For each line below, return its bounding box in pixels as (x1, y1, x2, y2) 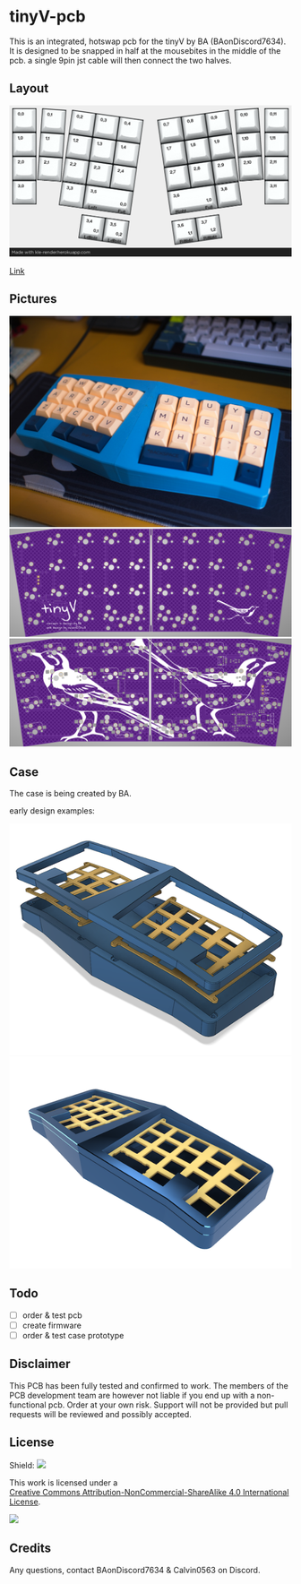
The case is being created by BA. (9, 788, 132, 798)
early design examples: (9, 805, 96, 816)
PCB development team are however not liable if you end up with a (9, 1390, 255, 1400)
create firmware (21, 1320, 82, 1330)
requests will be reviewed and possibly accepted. (9, 1408, 193, 1419)
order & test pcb (21, 1310, 82, 1321)
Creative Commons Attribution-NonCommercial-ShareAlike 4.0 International (9, 1486, 289, 1497)
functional (9, 1399, 47, 1410)
